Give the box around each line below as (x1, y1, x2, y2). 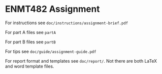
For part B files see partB (5, 38, 56, 45)
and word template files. (5, 63, 54, 69)
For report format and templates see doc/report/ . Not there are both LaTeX (5, 58, 157, 64)
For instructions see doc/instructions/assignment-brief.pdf (5, 20, 128, 26)
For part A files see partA (5, 29, 56, 35)
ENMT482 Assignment (5, 3, 100, 15)
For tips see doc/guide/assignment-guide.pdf (5, 48, 97, 54)
